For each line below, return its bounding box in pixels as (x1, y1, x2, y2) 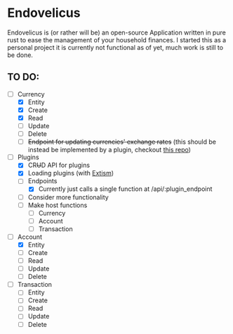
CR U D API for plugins (27, 161, 90, 170)
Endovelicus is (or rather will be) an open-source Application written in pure (7, 28, 226, 37)
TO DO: (7, 71, 40, 83)
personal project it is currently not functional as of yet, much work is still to (7, 43, 223, 51)
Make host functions (27, 201, 88, 209)
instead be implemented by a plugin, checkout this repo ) (27, 146, 192, 154)
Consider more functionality (27, 192, 109, 202)
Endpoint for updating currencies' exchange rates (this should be (27, 137, 216, 146)
